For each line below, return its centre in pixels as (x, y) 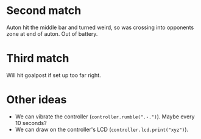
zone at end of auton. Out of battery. (52, 33)
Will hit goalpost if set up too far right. (54, 75)
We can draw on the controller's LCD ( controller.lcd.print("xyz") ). (102, 129)
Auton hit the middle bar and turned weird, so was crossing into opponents (100, 27)
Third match (38, 59)
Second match (44, 11)
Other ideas (37, 100)
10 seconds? (31, 123)
